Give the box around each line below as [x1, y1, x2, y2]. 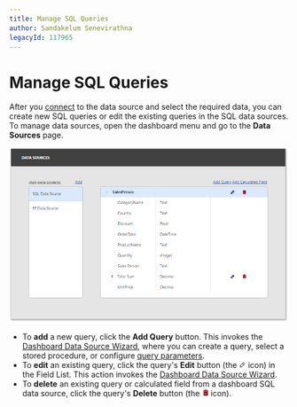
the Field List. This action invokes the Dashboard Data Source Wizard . [21, 369, 277, 380]
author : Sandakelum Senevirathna [9, 23, 133, 33]
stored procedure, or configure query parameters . [21, 350, 206, 361]
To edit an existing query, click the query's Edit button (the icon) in [21, 360, 276, 371]
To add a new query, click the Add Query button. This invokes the [21, 332, 263, 342]
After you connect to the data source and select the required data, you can [9, 102, 282, 113]
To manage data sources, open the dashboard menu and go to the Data [9, 121, 271, 131]
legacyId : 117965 [9, 33, 74, 42]
